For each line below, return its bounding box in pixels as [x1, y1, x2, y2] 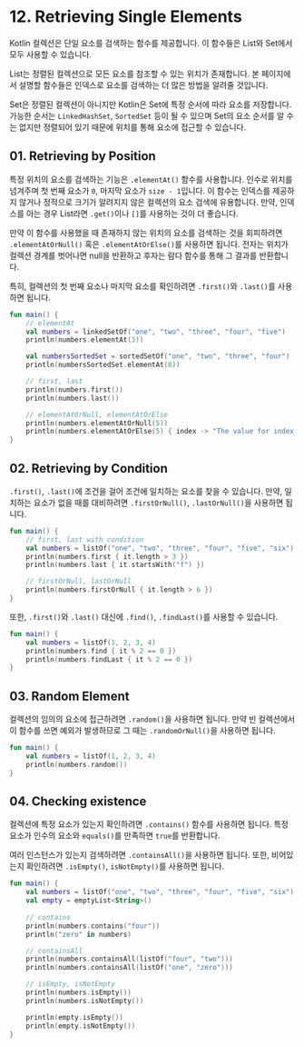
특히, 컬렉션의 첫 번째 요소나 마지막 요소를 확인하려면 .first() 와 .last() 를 [9, 280, 276, 292]
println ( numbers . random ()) [25, 760, 128, 769]
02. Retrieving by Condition [9, 461, 168, 476]
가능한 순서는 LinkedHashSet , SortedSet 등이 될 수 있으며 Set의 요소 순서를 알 [9, 110, 285, 121]
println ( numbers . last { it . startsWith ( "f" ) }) [25, 561, 205, 570]
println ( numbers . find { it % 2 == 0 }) [25, 646, 177, 655]
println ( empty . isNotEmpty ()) [25, 1021, 136, 1031]
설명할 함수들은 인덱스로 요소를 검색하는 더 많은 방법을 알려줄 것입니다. [18, 79, 269, 90]
